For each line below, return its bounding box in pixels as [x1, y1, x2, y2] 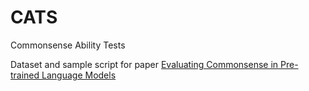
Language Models [41, 69, 117, 81]
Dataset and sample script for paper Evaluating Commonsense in [10, 58, 279, 70]
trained [10, 69, 40, 81]
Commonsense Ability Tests [10, 39, 126, 51]
